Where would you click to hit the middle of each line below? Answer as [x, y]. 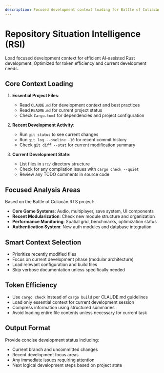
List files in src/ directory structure [55, 164]
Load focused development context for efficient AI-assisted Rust [70, 58]
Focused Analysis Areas [43, 190]
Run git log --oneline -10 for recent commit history [73, 140]
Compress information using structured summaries [63, 307]
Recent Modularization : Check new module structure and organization [83, 216]
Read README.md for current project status [61, 110]
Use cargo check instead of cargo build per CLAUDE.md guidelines [80, 297]
